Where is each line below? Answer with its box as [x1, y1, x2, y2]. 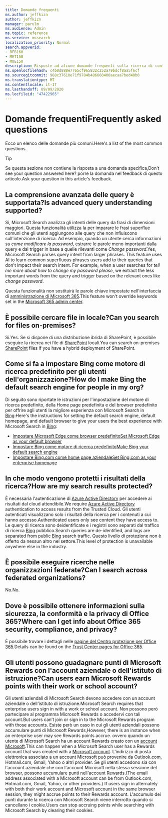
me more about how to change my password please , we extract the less [5, 267, 154, 274]
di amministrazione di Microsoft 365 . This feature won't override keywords [5, 293, 157, 299]
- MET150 [5, 54, 23, 59]
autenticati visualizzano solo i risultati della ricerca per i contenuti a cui [5, 511, 151, 518]
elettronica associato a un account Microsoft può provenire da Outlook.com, [5, 754, 162, 760]
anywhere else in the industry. [5, 543, 67, 549]
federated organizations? [5, 573, 86, 582]
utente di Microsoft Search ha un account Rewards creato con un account [5, 738, 157, 744]
